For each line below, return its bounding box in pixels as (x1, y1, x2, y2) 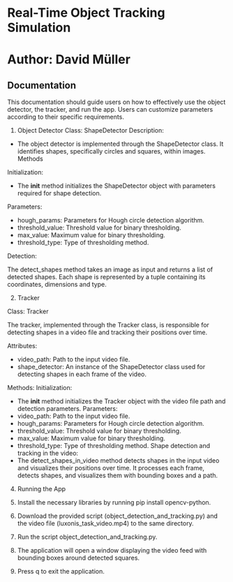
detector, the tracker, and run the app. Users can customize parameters (7, 105, 213, 114)
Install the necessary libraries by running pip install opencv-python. (17, 498, 211, 507)
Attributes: (7, 342, 38, 350)
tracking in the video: (17, 449, 79, 458)
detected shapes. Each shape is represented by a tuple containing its (7, 273, 206, 281)
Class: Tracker (7, 307, 49, 315)
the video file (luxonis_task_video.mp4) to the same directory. (17, 519, 194, 528)
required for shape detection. (17, 189, 102, 197)
